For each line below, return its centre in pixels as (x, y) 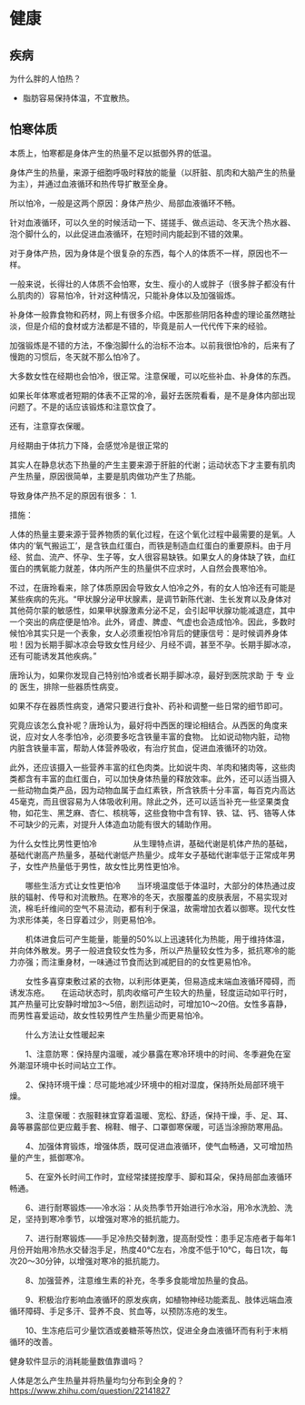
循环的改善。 (33, 1341)
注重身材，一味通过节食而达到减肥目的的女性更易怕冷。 (152, 962)
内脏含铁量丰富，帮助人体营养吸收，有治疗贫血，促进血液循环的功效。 (141, 748)
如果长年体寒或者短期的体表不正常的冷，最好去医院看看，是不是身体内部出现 (152, 395)
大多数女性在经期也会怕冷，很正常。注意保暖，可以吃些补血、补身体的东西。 (152, 376)
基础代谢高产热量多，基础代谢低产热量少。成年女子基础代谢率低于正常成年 (148, 854)
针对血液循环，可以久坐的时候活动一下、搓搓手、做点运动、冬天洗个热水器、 (152, 222)
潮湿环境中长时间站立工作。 (69, 1065)
